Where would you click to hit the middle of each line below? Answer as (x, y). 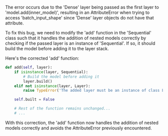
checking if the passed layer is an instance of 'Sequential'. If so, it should (80, 43)
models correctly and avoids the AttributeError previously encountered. (78, 128)
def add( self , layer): (29, 67)
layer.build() (38, 81)
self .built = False (34, 100)
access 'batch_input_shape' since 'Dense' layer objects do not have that (79, 18)
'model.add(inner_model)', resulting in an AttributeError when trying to (77, 12)
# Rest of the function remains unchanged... (62, 109)
